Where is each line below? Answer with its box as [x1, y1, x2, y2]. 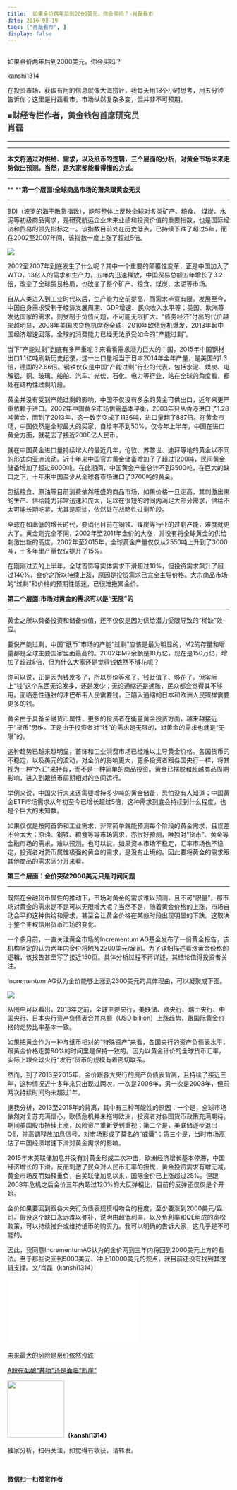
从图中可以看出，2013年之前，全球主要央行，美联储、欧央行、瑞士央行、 [7, 1005, 219, 1014]
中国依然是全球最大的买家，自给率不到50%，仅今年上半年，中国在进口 [19, 422, 225, 430]
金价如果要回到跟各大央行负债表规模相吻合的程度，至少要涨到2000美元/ [7, 1204, 217, 1213]
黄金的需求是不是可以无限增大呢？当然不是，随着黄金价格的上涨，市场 [19, 902, 224, 911]
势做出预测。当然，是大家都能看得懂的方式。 [7, 164, 138, 172]
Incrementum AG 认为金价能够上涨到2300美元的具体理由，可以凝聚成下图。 [7, 977, 226, 985]
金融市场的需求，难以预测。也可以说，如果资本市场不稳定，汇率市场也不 [7, 839, 217, 848]
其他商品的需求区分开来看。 [7, 857, 88, 866]
